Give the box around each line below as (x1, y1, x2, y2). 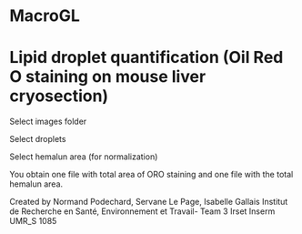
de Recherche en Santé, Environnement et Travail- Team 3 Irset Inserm (9, 206, 276, 217)
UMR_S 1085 (9, 216, 57, 227)
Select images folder (9, 116, 87, 127)
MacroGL (9, 5, 80, 26)
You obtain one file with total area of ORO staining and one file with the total (9, 169, 294, 180)
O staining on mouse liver (9, 66, 206, 87)
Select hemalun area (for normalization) (9, 151, 158, 162)
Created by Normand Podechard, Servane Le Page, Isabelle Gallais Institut (9, 197, 288, 208)
